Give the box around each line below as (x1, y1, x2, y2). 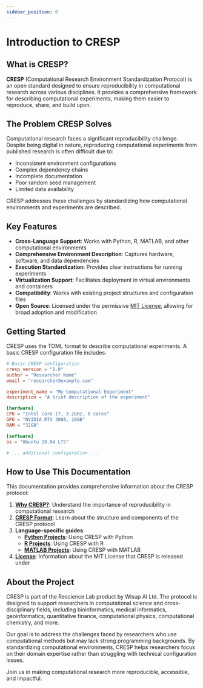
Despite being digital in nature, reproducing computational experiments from (6, 141, 198, 149)
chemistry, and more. (6, 619, 59, 627)
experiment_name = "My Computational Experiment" (6, 389, 135, 395)
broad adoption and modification (15, 308, 97, 316)
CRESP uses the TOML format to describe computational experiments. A (6, 342, 187, 350)
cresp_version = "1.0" (6, 366, 64, 372)
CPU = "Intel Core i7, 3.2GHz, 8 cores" (6, 411, 110, 417)
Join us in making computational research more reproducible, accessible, (6, 669, 190, 676)
